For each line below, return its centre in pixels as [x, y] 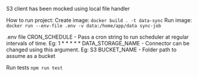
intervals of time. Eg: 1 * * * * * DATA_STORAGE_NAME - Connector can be [98, 43]
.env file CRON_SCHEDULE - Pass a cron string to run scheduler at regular [98, 37]
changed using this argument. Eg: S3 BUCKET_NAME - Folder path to [92, 50]
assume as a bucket [31, 56]
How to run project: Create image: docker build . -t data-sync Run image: [99, 20]
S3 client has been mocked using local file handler [68, 9]
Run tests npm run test [35, 67]
